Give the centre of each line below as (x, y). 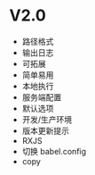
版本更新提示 (45, 130)
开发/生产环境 (47, 119)
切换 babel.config (54, 151)
